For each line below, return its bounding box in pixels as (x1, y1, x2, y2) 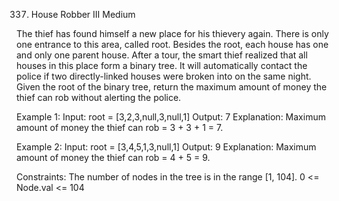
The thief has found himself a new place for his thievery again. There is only (16, 28, 329, 39)
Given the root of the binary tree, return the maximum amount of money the (16, 81, 328, 93)
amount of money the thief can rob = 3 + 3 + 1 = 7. (16, 122, 224, 133)
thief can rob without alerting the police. (16, 92, 182, 103)
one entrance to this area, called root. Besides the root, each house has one (16, 39, 329, 50)
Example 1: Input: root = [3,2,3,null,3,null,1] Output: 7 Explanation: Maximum (16, 111, 326, 123)
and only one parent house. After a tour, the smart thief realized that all (16, 49, 308, 61)
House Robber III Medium (30, 9, 136, 20)
